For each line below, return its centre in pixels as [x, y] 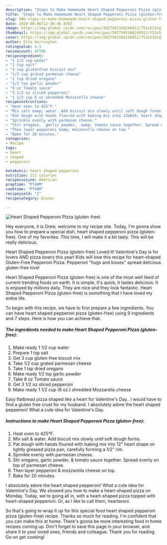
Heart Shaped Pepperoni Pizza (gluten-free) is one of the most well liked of [82, 277]
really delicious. [22, 242]
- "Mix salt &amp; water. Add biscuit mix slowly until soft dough [77, 111]
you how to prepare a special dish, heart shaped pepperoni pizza [72, 231]
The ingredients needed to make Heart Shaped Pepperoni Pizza [73, 329]
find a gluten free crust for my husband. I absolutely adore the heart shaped [83, 404]
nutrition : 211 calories [31, 175]
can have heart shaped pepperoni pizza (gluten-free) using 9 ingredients [80, 313]
